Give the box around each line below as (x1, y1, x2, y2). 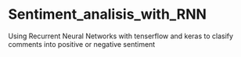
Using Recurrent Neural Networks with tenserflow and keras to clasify (8, 31, 233, 41)
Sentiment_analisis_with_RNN (8, 5, 207, 23)
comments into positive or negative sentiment (8, 39, 156, 48)
